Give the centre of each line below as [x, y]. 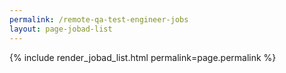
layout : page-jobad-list [61, 29]
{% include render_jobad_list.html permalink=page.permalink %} [143, 57]
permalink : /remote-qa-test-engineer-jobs [99, 19]
